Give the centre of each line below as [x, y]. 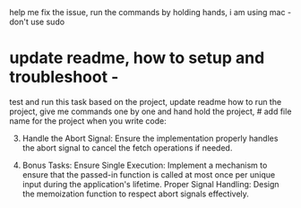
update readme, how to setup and [137, 58]
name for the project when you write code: [88, 121]
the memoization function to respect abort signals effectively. [135, 194]
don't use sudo [37, 22]
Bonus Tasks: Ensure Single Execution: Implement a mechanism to [145, 165]
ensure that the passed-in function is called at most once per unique [149, 174]
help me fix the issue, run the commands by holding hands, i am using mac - [150, 12]
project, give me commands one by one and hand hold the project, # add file [150, 111]
